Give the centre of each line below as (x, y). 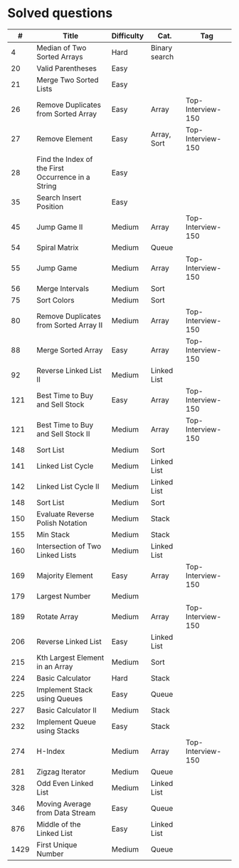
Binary (161, 48)
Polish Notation (62, 523)
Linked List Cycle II (68, 486)
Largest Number (64, 596)
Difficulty (128, 36)
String (47, 185)
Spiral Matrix (58, 247)
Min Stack (53, 534)
